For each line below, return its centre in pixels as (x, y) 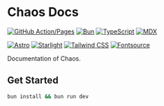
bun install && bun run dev (48, 96)
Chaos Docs (43, 12)
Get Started (33, 81)
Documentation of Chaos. (44, 58)
